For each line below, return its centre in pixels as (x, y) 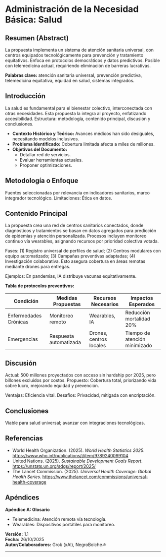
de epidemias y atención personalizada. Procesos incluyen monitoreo (76, 236)
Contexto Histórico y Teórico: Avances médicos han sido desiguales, (83, 133)
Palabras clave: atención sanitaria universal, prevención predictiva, (74, 75)
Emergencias (23, 339)
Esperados (142, 305)
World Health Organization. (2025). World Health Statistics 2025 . (78, 450)
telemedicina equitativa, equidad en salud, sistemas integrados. (70, 81)
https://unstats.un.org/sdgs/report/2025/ (54, 466)
